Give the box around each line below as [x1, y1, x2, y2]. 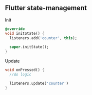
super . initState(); [9, 45, 49, 49]
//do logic [9, 72, 32, 77]
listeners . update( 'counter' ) [9, 81, 69, 86]
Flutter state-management [5, 4, 87, 12]
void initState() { [5, 31, 45, 36]
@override [5, 26, 25, 31]
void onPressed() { [5, 68, 45, 72]
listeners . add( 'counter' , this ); [9, 35, 77, 41]
